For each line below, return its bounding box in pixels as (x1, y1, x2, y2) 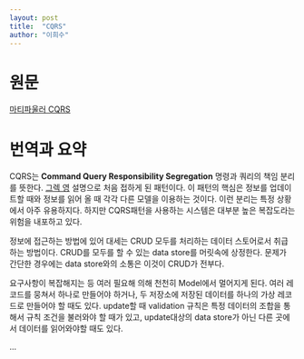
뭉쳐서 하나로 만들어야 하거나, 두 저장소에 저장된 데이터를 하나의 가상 (33, 289, 276, 300)
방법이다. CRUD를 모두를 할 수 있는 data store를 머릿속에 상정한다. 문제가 (25, 247, 288, 258)
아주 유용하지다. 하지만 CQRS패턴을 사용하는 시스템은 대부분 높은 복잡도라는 (25, 205, 296, 216)
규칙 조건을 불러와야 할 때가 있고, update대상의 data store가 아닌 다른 (25, 312, 274, 323)
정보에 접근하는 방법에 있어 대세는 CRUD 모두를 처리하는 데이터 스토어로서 (9, 235, 272, 246)
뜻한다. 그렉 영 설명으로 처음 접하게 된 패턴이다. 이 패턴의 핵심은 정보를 (18, 183, 268, 194)
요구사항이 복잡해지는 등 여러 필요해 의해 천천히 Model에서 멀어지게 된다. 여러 (9, 278, 284, 289)
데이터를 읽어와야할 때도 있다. (18, 324, 124, 334)
